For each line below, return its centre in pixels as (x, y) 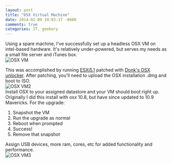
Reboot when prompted (38, 124)
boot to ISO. (18, 81)
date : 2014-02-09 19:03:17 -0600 (41, 19)
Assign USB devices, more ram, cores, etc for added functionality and (79, 145)
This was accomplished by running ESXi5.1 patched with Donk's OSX (78, 70)
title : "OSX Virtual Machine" (38, 15)
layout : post (19, 10)
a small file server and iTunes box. (41, 55)
